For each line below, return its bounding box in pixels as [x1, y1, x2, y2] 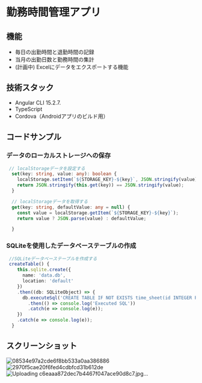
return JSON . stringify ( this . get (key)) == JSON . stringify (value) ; [17, 182, 185, 188]
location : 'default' [22, 278, 74, 284]
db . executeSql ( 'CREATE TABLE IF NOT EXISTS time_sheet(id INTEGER [22, 295, 192, 301]
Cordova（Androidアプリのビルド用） [14, 112, 109, 120]
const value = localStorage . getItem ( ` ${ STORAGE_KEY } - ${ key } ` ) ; [17, 210, 179, 216]
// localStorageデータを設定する [8, 165, 85, 171]
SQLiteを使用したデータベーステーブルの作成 [6, 242, 136, 250]
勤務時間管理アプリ [6, 5, 102, 19]
